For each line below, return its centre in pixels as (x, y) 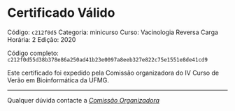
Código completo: (33, 53)
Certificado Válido (61, 13)
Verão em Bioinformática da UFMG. (58, 80)
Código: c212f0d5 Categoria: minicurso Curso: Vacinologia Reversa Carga (113, 32)
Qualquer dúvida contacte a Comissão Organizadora (83, 100)
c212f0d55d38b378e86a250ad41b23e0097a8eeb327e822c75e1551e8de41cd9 (108, 60)
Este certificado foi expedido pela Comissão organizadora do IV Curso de (113, 73)
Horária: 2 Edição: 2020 (42, 39)
